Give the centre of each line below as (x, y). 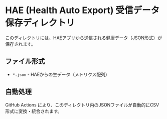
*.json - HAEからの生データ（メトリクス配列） (61, 74)
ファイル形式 (25, 62)
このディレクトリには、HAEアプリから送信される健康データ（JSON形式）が (83, 38)
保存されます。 (21, 44)
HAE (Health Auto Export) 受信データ (82, 10)
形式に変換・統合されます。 (34, 111)
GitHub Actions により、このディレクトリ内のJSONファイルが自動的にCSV (82, 105)
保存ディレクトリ (40, 23)
